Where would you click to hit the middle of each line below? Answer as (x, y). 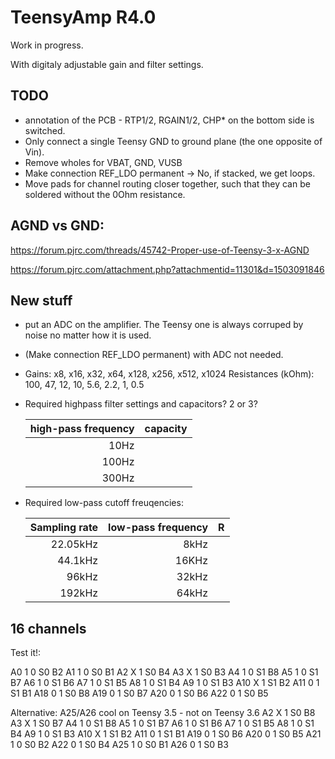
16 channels (48, 628)
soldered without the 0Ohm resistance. (105, 194)
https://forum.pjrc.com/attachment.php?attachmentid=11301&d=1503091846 (167, 269)
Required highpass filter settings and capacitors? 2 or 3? (141, 404)
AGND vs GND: (57, 226)
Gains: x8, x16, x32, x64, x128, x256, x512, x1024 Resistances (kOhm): (169, 374)
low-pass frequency (158, 528)
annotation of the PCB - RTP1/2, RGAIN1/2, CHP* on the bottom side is (169, 120)
